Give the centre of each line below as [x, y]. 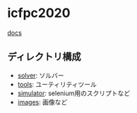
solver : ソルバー [41, 75]
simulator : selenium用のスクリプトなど [74, 93]
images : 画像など [42, 102]
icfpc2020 [39, 13]
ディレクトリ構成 [44, 57]
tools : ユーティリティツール [57, 84]
